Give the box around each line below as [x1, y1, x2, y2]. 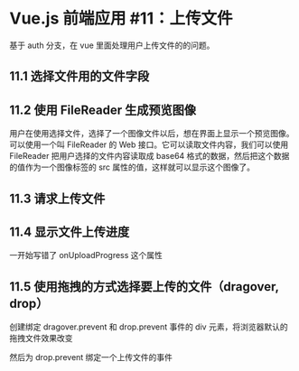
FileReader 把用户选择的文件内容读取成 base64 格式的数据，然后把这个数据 [9, 151, 290, 162]
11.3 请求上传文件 [9, 190, 106, 206]
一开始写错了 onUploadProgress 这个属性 [9, 250, 163, 261]
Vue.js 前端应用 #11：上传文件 [9, 8, 233, 29]
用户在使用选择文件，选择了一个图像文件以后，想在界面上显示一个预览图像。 [9, 128, 294, 139]
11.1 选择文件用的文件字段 [9, 69, 150, 84]
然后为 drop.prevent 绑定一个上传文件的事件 [9, 352, 173, 363]
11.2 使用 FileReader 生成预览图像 [9, 102, 197, 117]
